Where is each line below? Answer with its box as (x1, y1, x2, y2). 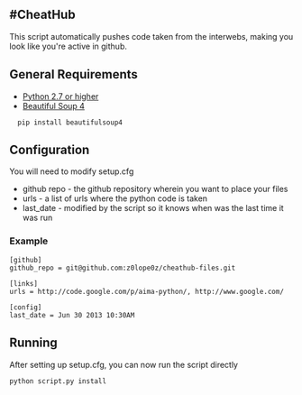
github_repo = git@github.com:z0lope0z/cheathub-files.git (9, 263, 236, 272)
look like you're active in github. (9, 41, 128, 51)
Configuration (9, 142, 90, 158)
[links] (9, 279, 39, 288)
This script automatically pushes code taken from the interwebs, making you (9, 31, 294, 41)
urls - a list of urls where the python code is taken (22, 193, 208, 204)
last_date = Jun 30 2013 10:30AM (9, 310, 135, 319)
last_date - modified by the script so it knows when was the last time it (22, 203, 284, 214)
